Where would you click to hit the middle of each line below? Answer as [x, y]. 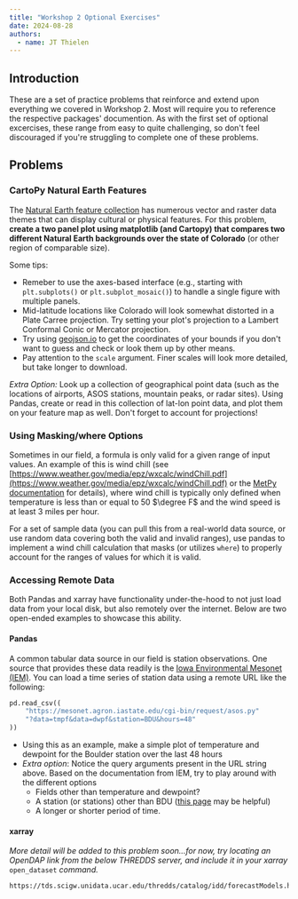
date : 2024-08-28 [41, 26]
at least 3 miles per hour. [55, 512]
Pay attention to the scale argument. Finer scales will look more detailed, [155, 357]
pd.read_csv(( [35, 703]
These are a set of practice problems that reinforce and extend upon [134, 99]
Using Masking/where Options [76, 435]
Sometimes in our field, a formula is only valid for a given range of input [140, 455]
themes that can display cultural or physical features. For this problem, [138, 219]
